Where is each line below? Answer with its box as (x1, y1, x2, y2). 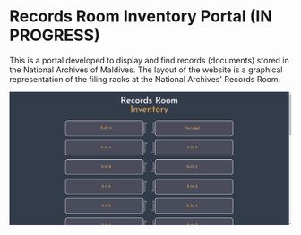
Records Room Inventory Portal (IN (9, 6, 272, 27)
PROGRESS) (9, 25, 100, 46)
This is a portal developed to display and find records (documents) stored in (9, 55, 289, 65)
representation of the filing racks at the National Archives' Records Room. (9, 73, 281, 84)
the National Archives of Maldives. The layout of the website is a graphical (9, 64, 283, 75)
